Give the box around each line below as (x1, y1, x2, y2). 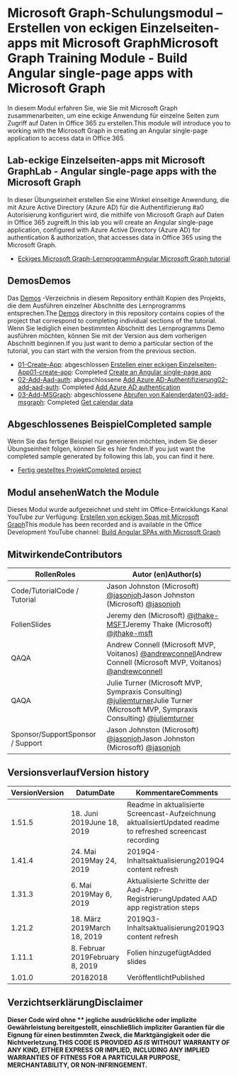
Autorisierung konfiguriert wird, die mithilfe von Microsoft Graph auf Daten (7, 211, 225, 219)
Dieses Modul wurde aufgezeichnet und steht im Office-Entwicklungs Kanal (7, 505, 228, 514)
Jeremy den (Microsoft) (106, 611, 186, 620)
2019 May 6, (70, 889, 113, 899)
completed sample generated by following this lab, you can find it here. (7, 452, 215, 461)
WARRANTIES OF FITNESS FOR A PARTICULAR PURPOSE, (7, 1053, 181, 1061)
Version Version (11, 788, 64, 797)
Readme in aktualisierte (127, 800, 205, 809)
